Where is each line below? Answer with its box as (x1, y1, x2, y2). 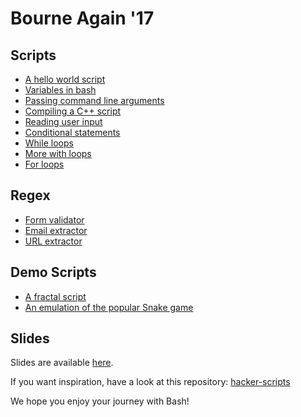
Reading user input (24, 116, 103, 127)
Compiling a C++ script (24, 105, 122, 117)
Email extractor (24, 224, 88, 236)
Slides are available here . (10, 357, 114, 369)
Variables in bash (24, 84, 97, 96)
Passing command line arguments (24, 95, 165, 106)
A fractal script (24, 290, 87, 302)
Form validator (24, 213, 85, 226)
